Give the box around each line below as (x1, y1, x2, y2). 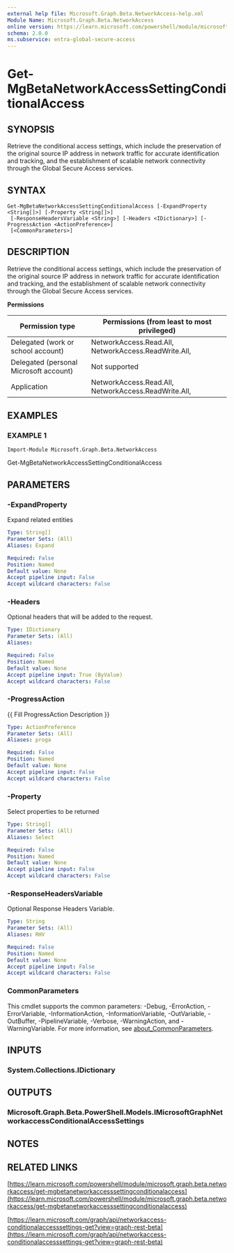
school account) (10, 346, 64, 355)
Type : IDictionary (7, 626, 61, 633)
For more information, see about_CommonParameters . (58, 1024, 214, 1032)
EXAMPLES (7, 410, 58, 422)
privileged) (138, 325, 176, 335)
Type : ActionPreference (7, 723, 77, 730)
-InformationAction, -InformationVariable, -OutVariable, (48, 1009, 207, 1017)
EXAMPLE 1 (7, 431, 47, 440)
